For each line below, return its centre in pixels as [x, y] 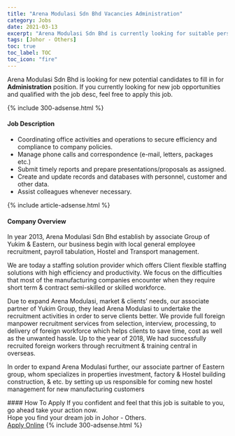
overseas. [22, 353]
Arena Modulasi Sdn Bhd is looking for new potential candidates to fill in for [115, 79]
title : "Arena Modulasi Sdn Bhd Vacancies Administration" [95, 14]
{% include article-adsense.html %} [59, 205]
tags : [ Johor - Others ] [42, 40]
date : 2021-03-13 [33, 27]
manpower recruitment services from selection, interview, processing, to [112, 324]
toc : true [22, 46]
